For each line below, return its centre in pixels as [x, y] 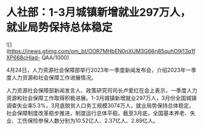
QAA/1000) [55, 57]
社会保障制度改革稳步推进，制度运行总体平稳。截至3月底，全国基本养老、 [98, 113]
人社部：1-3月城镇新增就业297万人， [98, 12]
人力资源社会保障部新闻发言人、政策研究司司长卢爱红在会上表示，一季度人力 [102, 90]
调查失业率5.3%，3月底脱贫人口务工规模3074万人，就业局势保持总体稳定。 [100, 105]
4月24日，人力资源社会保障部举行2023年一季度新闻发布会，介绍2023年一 [99, 70]
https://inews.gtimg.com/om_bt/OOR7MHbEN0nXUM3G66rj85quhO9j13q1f [102, 51]
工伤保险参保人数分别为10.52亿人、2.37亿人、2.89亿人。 [88, 120]
